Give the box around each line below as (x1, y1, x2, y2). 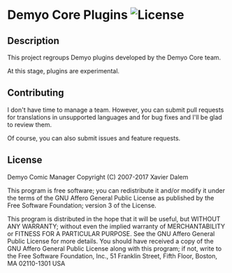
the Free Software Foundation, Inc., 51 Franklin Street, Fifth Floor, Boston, (7, 251, 218, 260)
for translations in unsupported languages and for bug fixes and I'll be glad (7, 112, 222, 121)
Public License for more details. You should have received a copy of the (7, 237, 215, 245)
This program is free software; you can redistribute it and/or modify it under (7, 186, 226, 195)
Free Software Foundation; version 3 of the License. (7, 201, 157, 209)
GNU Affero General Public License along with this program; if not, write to (7, 244, 222, 253)
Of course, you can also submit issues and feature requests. (7, 133, 181, 142)
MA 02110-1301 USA (7, 259, 66, 267)
